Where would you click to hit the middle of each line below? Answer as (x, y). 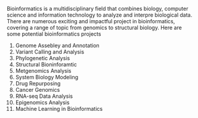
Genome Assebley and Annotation (58, 45)
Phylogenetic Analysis (43, 58)
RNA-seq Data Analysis (44, 96)
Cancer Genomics (38, 90)
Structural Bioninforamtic (46, 64)
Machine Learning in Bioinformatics (59, 109)
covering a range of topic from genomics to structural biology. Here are (95, 27)
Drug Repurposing (38, 83)
